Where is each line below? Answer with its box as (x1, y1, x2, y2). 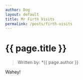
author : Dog (5, 7, 30, 12)
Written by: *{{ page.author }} (17, 59, 79, 65)
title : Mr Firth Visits (5, 16, 55, 21)
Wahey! (5, 69, 21, 75)
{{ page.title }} (5, 43, 67, 54)
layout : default (5, 12, 39, 17)
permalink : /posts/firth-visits (5, 21, 72, 26)
